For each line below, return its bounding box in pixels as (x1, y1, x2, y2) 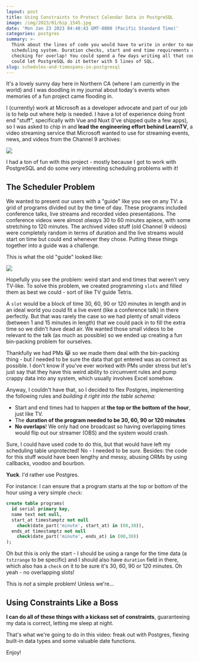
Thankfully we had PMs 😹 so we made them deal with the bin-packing (6, 350, 179, 357)
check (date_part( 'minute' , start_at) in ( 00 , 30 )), (17, 522, 145, 528)
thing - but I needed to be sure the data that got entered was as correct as (6, 356, 188, 363)
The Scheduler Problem (6, 182, 95, 192)
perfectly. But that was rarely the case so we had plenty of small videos (6, 313, 181, 320)
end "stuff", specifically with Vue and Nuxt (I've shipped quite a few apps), (6, 117, 188, 124)
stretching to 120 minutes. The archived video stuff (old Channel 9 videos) (6, 223, 187, 230)
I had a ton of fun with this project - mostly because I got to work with (6, 159, 176, 166)
